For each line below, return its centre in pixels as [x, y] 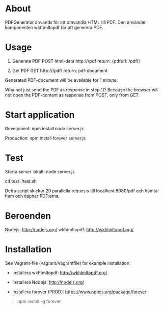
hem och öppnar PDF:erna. [32, 196]
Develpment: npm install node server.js [44, 128]
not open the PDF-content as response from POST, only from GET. [72, 95]
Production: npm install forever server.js [45, 138]
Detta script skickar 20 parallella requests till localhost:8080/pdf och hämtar [82, 191]
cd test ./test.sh [21, 181]
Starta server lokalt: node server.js [40, 172]
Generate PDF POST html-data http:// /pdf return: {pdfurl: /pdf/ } [76, 61]
